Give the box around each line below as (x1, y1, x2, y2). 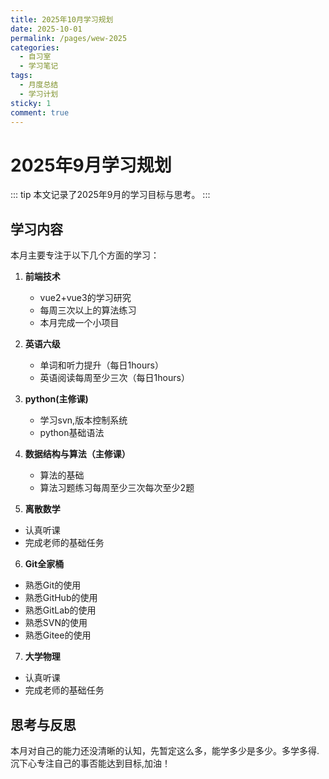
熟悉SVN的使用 (24, 617, 88, 629)
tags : (10, 71, 33, 81)
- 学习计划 (19, 89, 59, 99)
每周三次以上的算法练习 (39, 304, 137, 316)
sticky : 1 (10, 98, 52, 108)
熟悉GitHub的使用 (24, 592, 98, 604)
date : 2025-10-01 (10, 24, 83, 34)
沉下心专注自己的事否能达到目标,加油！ (10, 757, 172, 769)
